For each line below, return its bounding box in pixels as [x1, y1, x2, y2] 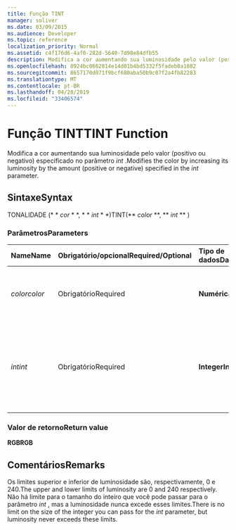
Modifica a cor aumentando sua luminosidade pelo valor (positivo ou [7, 149, 206, 157]
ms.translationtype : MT [7, 75, 77, 83]
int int [11, 362, 28, 372]
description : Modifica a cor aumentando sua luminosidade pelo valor [7, 56, 216, 63]
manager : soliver [7, 17, 58, 24]
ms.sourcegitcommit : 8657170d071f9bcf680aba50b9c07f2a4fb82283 [7, 69, 197, 76]
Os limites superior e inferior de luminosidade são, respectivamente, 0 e [7, 478, 216, 486]
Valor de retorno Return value [7, 422, 109, 432]
